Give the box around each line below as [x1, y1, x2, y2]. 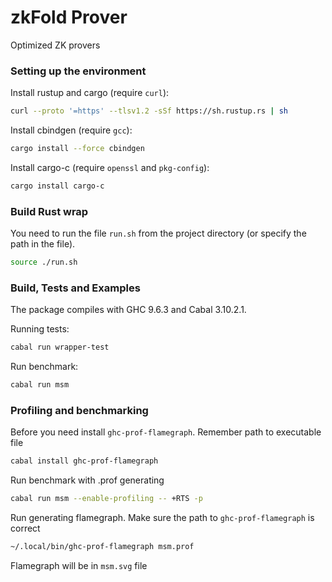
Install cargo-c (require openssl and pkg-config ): [10, 161, 210, 173]
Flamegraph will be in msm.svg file [10, 560, 148, 571]
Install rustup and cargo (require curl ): [10, 87, 170, 99]
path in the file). [10, 238, 76, 250]
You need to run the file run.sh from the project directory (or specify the [10, 227, 307, 240]
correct [10, 522, 41, 535]
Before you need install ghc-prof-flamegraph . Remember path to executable [10, 426, 322, 438]
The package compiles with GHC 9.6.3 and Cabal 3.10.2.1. [10, 304, 247, 316]
